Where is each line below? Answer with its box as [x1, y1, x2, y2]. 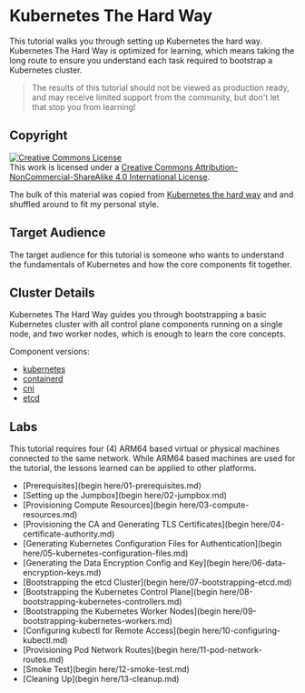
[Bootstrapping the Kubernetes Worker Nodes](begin [22, 606, 221, 617]
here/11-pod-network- [180, 645, 262, 656]
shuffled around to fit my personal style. [9, 198, 159, 209]
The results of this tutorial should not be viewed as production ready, [31, 82, 290, 93]
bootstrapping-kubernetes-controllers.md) [22, 597, 182, 608]
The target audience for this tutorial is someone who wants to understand [9, 249, 284, 260]
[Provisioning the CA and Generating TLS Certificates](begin [22, 519, 250, 530]
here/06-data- [231, 557, 286, 568]
